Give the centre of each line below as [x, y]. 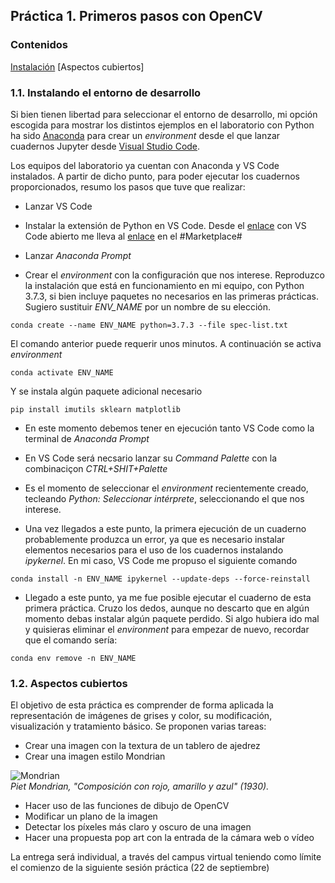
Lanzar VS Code [58, 206]
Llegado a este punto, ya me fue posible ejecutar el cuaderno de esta [168, 597]
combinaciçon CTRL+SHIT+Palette [96, 468]
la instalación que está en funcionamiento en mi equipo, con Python [164, 285]
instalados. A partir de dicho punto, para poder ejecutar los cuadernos [155, 176]
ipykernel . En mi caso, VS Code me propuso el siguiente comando [161, 560]
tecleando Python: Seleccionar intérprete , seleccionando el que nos [164, 498]
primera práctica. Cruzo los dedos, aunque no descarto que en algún [167, 608]
